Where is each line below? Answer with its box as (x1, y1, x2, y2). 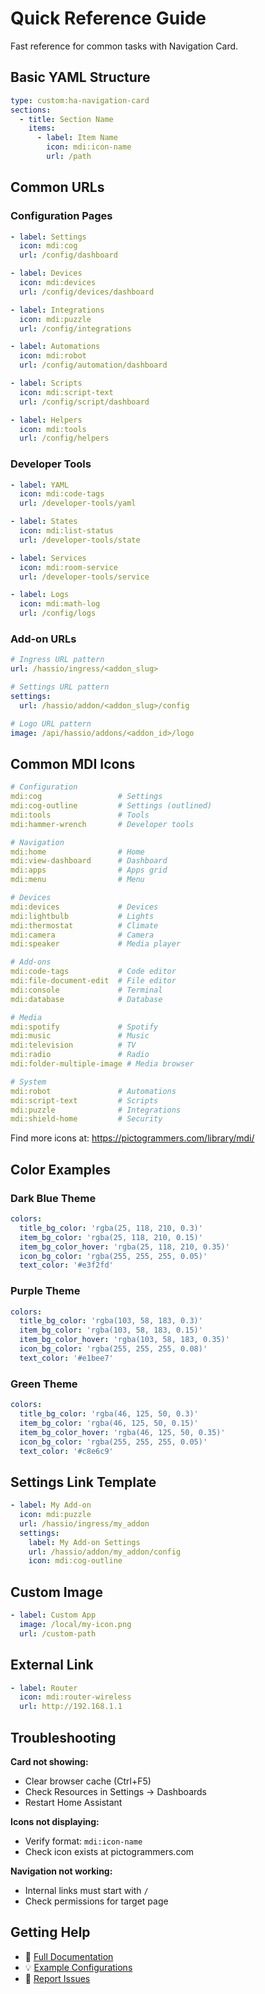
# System (10, 1077, 47, 1087)
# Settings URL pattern (10, 682, 110, 692)
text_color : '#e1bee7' (19, 1353, 114, 1363)
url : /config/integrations (19, 323, 132, 334)
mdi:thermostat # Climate (10, 920, 159, 931)
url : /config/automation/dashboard (19, 360, 168, 371)
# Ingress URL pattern (10, 655, 105, 665)
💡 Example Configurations (24, 1961, 133, 1973)
